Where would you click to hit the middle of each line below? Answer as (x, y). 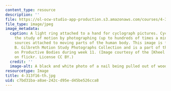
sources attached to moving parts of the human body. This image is (89, 43)
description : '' (22, 15)
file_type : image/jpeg (29, 24)
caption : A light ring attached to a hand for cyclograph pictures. (84, 33)
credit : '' (21, 62)
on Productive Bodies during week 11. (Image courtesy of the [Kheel (90, 52)
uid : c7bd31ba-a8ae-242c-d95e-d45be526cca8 (52, 80)
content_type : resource (31, 10)
